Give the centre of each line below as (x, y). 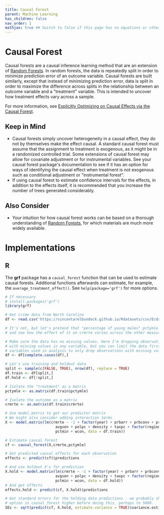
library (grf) (18, 306)
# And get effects (24, 485)
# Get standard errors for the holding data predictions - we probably (79, 499)
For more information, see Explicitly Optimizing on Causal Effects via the (78, 106)
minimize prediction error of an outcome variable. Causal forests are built (79, 76)
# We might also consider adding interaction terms (59, 418)
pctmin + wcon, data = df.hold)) (89, 481)
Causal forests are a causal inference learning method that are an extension (81, 66)
